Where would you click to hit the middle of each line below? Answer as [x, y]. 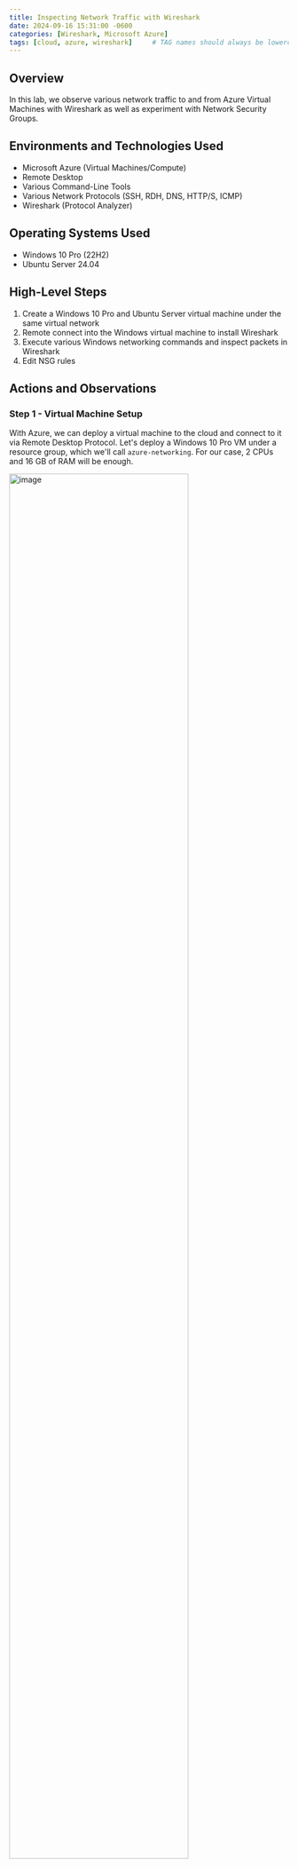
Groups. [24, 119]
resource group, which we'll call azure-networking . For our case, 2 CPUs [141, 452]
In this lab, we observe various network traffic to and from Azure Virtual [140, 99]
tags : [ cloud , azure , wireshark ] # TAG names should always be [137, 42]
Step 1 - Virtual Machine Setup [76, 414]
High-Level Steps [58, 293]
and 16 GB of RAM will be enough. [71, 462]
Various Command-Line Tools [76, 186]
